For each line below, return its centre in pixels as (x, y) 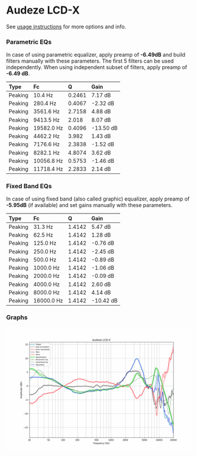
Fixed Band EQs (29, 186)
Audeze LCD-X (43, 10)
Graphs (17, 317)
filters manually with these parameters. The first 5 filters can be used (90, 61)
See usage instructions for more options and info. (66, 27)
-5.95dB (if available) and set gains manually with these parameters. (89, 205)
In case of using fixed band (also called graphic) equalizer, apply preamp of (98, 199)
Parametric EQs (29, 42)
